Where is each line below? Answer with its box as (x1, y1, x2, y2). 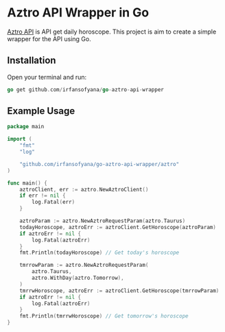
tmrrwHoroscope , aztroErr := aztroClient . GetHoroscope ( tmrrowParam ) (19, 287, 220, 294)
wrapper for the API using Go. (7, 34, 91, 43)
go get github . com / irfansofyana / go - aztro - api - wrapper (7, 86, 165, 93)
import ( (7, 136, 32, 143)
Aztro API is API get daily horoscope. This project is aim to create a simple (7, 27, 217, 36)
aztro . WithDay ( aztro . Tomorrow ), (32, 274, 125, 282)
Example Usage (7, 105, 75, 117)
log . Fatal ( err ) (32, 199, 75, 206)
